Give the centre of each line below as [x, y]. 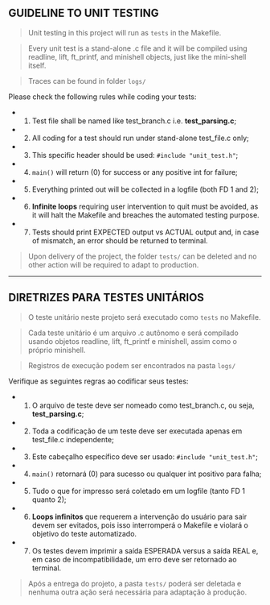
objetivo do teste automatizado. [84, 533]
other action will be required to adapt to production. [113, 264]
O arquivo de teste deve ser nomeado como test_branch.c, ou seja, [143, 405]
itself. [37, 65]
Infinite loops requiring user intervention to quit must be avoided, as [145, 206]
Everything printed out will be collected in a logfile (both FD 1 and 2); [145, 189]
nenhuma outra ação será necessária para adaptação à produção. [137, 592]
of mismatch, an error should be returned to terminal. [120, 240]
